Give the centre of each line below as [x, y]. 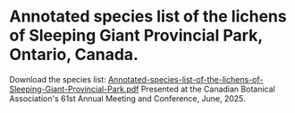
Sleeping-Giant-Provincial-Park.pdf [74, 89]
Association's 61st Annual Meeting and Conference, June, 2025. [127, 98]
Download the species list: [58, 79]
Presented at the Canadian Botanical [208, 89]
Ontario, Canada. [74, 55]
